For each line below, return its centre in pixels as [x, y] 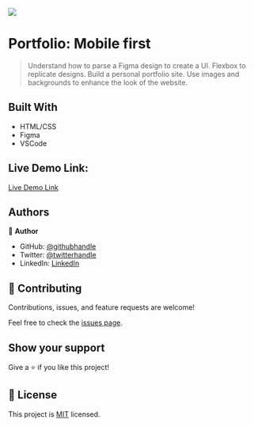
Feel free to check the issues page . [65, 323]
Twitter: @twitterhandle [58, 255]
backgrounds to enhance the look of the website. [108, 82]
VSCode [33, 143]
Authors [29, 212]
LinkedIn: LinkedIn [49, 263]
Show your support [57, 347]
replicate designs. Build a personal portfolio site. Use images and [133, 74]
